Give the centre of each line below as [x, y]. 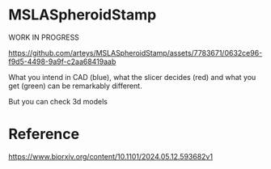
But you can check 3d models [58, 101]
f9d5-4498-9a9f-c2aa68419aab [62, 61]
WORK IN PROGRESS [44, 37]
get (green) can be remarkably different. [76, 86]
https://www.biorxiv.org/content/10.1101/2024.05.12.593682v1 [110, 156]
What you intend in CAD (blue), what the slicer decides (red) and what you [132, 77]
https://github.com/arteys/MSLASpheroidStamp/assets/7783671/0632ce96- [135, 53]
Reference [44, 134]
